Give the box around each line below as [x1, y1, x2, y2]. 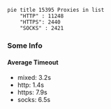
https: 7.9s [17, 88, 47, 97]
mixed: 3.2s [17, 74, 51, 82]
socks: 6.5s [17, 96, 51, 104]
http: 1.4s [17, 81, 44, 90]
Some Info [7, 40, 43, 50]
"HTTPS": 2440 [20, 19, 61, 26]
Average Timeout [7, 58, 59, 66]
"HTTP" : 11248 [20, 12, 64, 19]
